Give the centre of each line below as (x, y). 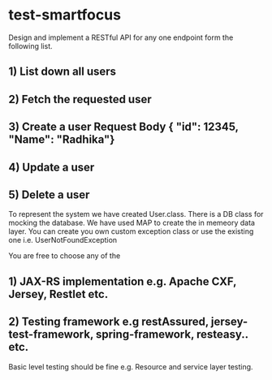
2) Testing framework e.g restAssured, (109, 322)
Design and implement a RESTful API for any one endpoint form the (121, 37)
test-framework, (51, 335)
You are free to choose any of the (65, 256)
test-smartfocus (65, 15)
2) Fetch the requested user (80, 99)
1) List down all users (62, 72)
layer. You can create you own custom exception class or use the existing (131, 231)
